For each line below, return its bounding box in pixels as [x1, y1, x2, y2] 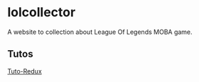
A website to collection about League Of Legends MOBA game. [7, 28, 193, 36]
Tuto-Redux [7, 66, 43, 75]
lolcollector [7, 4, 76, 20]
